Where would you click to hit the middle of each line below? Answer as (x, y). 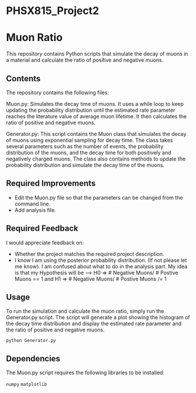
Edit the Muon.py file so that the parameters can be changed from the (99, 197)
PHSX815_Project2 (53, 11)
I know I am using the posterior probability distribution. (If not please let (101, 260)
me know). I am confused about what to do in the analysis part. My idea (101, 266)
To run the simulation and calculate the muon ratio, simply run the (85, 311)
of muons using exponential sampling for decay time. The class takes (90, 140)
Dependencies (33, 358)
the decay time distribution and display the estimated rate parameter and (94, 324)
